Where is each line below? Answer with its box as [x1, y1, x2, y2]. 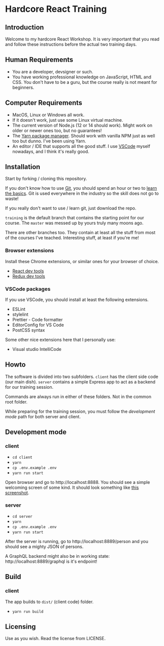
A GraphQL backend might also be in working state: [5, 553, 110, 559]
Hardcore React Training [5, 3, 107, 15]
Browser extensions [5, 247, 54, 254]
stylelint [12, 311, 29, 317]
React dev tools [12, 268, 44, 274]
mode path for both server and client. [5, 413, 81, 419]
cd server [12, 514, 33, 519]
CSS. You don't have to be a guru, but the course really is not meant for [12, 79, 158, 85]
